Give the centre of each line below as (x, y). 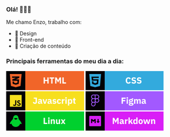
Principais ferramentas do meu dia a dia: (65, 61)
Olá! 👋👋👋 (19, 9)
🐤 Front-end (29, 40)
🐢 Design (26, 34)
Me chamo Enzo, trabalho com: (44, 22)
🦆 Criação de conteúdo (43, 46)
